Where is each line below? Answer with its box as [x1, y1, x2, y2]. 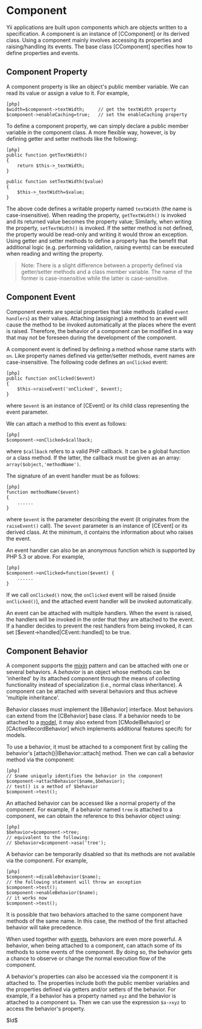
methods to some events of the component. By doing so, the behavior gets [6, 949, 192, 956]
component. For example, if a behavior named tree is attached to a [6, 806, 173, 813]
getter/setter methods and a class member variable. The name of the [21, 268, 192, 275]
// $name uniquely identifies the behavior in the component [6, 773, 163, 779]
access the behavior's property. [6, 1005, 86, 1013]
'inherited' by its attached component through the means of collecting [6, 675, 180, 682]
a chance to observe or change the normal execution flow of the [6, 955, 166, 962]
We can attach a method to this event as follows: [6, 420, 127, 427]
